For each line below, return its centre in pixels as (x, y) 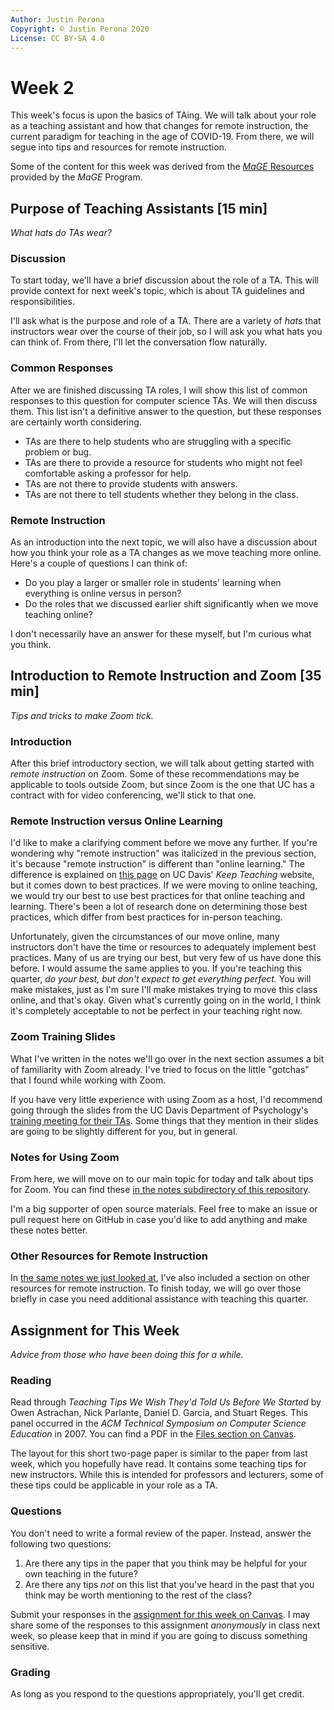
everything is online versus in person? (103, 593)
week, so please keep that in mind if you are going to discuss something (159, 1635)
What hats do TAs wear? (61, 233)
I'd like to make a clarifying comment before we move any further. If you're (164, 843)
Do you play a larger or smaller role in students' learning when (153, 583)
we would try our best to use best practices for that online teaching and (158, 896)
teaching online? (58, 615)
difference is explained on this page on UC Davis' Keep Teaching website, (162, 875)
